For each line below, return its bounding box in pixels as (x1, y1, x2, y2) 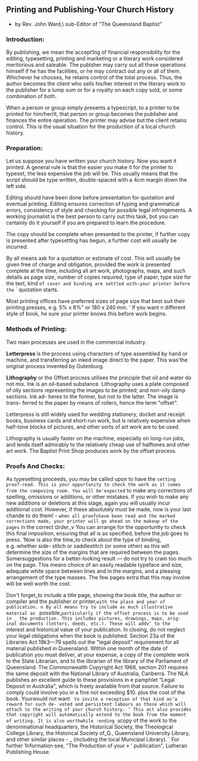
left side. (6, 183, 28, 190)
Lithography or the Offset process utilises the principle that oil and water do (6, 374, 192, 381)
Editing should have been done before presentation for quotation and (6, 194, 174, 201)
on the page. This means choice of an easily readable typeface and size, (6, 562, 183, 568)
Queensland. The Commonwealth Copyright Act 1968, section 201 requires (6, 664, 188, 670)
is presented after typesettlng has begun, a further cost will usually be (6, 237, 177, 244)
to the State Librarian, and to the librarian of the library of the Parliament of (6, 657, 188, 665)
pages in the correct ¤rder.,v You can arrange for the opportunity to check (6, 524, 186, 530)
